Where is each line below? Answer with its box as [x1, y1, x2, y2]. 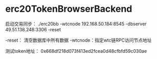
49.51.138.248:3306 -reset [5, 26, 61, 32]
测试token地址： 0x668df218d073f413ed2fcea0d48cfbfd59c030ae [5, 48, 147, 54]
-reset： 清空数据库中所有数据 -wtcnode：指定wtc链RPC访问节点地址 [5, 37, 152, 43]
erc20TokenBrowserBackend [5, 3, 132, 15]
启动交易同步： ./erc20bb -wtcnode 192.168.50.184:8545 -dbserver [5, 21, 147, 27]
